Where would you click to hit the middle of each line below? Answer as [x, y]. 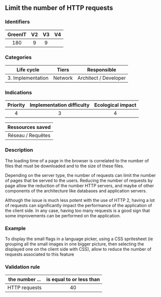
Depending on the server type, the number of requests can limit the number [80, 175]
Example [15, 228]
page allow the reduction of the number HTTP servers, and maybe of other [80, 185]
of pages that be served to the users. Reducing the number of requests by [79, 180]
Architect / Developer [102, 78]
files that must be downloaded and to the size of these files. [65, 166]
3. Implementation [28, 78]
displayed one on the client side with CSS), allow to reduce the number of [78, 249]
